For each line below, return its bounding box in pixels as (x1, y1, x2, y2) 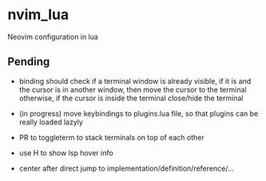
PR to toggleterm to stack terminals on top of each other (18, 132, 204, 142)
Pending (7, 55, 50, 69)
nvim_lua (7, 6, 69, 24)
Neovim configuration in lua (7, 32, 99, 41)
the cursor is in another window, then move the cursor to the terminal (18, 85, 247, 94)
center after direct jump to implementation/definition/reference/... (18, 163, 234, 173)
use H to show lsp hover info (18, 148, 113, 157)
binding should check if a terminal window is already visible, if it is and (18, 76, 252, 85)
